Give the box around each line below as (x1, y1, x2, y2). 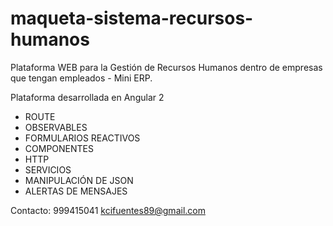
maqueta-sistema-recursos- (10, 7, 254, 30)
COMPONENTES (24, 142, 94, 154)
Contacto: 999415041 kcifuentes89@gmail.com (10, 204, 206, 216)
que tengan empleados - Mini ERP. (10, 72, 153, 84)
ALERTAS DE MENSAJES (24, 185, 128, 197)
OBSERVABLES (24, 121, 88, 133)
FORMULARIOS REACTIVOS (24, 132, 141, 144)
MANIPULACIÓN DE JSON (24, 174, 134, 186)
